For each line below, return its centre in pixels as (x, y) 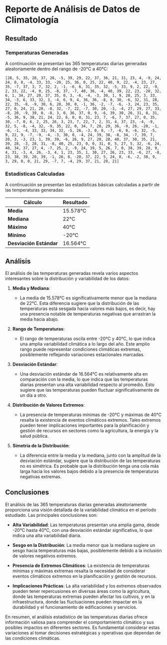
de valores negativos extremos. (45, 556)
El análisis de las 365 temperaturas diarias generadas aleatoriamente (76, 504)
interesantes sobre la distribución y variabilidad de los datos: (68, 278)
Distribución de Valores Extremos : (48, 405)
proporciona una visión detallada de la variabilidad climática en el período (81, 510)
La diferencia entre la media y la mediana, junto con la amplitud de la (90, 455)
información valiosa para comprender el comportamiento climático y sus (80, 622)
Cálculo (33, 202)
